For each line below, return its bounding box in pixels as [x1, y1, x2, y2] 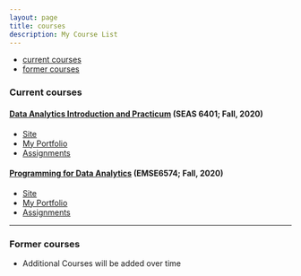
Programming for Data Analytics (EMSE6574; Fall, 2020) [9, 168, 224, 179]
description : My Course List [9, 30, 118, 39]
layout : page [9, 13, 58, 22]
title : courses [9, 22, 66, 30]
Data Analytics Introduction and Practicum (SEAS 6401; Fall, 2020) [9, 108, 263, 119]
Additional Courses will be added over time [21, 258, 182, 269]
